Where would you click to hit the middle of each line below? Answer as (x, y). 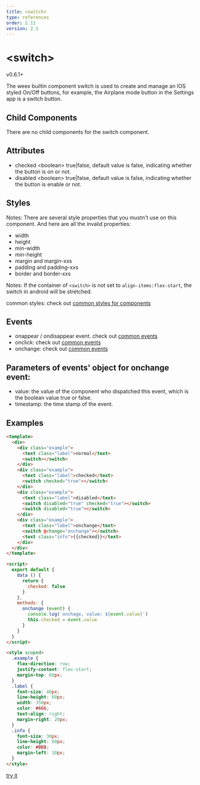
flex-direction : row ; (44, 664)
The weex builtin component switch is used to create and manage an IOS (96, 86)
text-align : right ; (41, 714)
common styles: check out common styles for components (79, 303)
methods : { (30, 603)
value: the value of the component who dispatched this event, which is (102, 392)
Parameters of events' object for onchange (88, 367)
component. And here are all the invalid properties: (69, 224)
